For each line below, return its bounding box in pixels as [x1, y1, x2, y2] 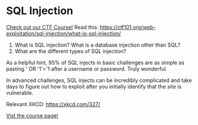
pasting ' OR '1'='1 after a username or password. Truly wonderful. [6, 65, 167, 72]
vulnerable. [6, 89, 34, 96]
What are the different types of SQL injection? [14, 47, 126, 54]
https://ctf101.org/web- [99, 24, 156, 31]
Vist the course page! [6, 112, 59, 119]
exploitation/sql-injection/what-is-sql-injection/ [6, 29, 121, 37]
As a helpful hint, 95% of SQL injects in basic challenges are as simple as [6, 59, 185, 66]
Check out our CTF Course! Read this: [6, 24, 99, 31]
